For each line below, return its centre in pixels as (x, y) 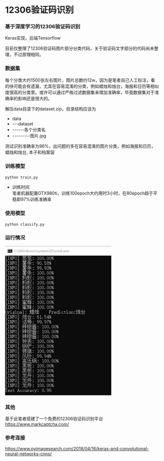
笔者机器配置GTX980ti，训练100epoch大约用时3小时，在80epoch (78, 193)
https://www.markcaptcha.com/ (37, 424)
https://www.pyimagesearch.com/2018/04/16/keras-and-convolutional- (77, 449)
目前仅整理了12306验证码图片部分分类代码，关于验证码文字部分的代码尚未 (80, 48)
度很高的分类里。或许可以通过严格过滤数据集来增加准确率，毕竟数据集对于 (80, 92)
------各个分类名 (29, 130)
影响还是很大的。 (35, 98)
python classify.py (25, 225)
